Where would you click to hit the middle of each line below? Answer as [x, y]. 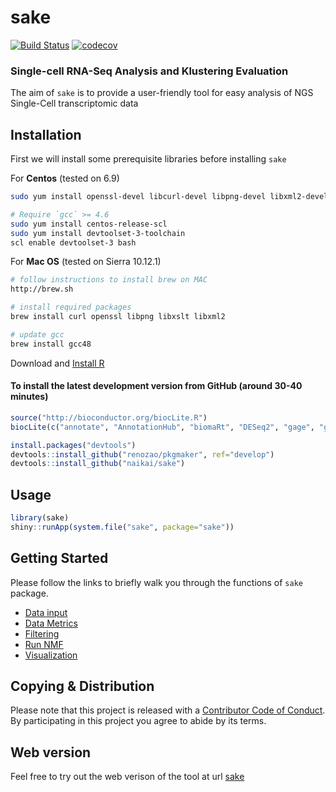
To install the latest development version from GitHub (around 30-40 [156, 386]
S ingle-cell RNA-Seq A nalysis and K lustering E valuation [149, 71]
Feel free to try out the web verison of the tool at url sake [127, 777]
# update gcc [37, 334]
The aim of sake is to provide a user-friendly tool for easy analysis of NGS [162, 93]
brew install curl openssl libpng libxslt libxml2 [118, 317]
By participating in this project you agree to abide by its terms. [138, 721]
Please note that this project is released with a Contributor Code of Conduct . [168, 710]
